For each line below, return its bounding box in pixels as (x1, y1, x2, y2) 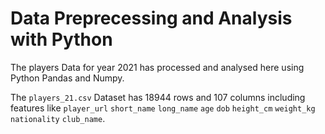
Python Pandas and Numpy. (10, 72, 125, 84)
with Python (10, 28, 113, 51)
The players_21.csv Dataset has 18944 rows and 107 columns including (10, 91, 306, 103)
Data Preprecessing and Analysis (10, 7, 293, 30)
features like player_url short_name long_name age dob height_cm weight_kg (10, 102, 316, 114)
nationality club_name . (10, 112, 106, 124)
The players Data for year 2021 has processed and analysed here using (10, 61, 305, 73)
